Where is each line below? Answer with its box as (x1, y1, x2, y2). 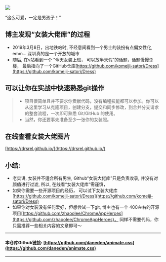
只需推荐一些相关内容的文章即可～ (12, 223, 82, 229)
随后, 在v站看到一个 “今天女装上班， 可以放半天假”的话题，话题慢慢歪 (12, 57, 154, 63)
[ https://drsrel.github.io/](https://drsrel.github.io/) (5, 146, 106, 151)
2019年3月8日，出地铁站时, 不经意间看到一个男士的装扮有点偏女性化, (12, 44, 153, 50)
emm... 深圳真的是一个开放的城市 (12, 50, 80, 56)
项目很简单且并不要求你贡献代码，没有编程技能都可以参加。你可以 (24, 98, 159, 104)
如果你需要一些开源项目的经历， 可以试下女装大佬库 (12, 187, 118, 193)
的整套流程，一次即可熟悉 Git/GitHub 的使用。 (24, 110, 118, 116)
